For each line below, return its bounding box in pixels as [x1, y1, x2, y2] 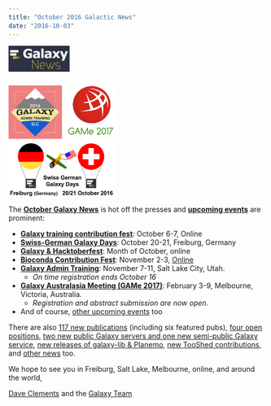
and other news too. [8, 348, 76, 358]
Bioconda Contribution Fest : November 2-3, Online [20, 255, 194, 264]
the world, [8, 373, 43, 382]
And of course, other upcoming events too [20, 307, 163, 317]
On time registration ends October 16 [32, 273, 157, 282]
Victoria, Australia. [20, 290, 83, 299]
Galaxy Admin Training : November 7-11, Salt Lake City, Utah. [20, 264, 225, 273]
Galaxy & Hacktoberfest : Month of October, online [20, 247, 191, 256]
